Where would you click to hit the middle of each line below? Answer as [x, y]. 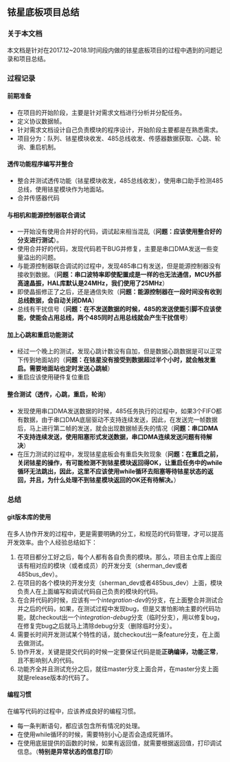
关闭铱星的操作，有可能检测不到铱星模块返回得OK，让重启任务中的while [120, 462]
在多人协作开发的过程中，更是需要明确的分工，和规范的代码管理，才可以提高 [115, 533]
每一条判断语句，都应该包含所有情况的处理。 [80, 725]
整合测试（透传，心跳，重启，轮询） [58, 394]
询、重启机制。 [38, 147]
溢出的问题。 [41, 258]
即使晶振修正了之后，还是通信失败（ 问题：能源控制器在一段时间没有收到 [119, 292]
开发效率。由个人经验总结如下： [52, 542]
